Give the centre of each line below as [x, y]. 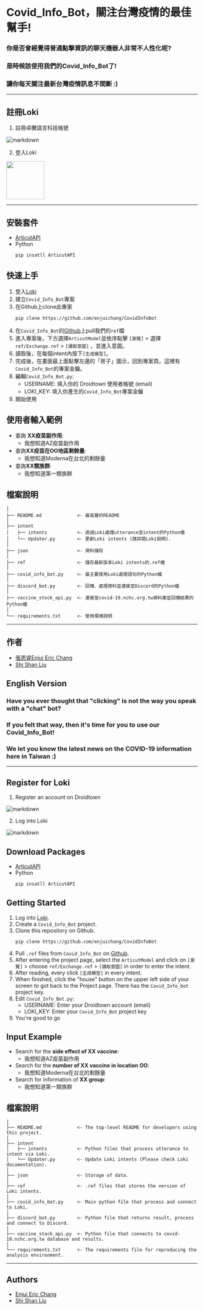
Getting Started [36, 903]
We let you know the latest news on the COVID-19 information [99, 749]
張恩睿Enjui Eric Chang [44, 658]
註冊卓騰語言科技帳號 [42, 128]
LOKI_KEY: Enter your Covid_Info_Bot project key [85, 1011]
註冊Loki [22, 112]
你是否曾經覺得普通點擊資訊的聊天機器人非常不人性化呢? [89, 48]
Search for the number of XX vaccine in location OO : [82, 1066]
